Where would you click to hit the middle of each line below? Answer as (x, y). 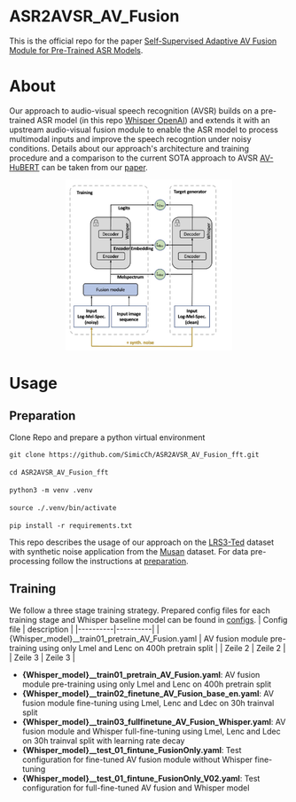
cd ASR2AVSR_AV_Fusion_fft (59, 472)
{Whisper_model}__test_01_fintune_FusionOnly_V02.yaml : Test (141, 778)
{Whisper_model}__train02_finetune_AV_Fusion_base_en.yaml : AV (148, 693)
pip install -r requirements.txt (71, 525)
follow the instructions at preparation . (120, 561)
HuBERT (24, 167)
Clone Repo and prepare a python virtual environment (107, 437)
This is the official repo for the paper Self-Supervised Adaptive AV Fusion (143, 41)
